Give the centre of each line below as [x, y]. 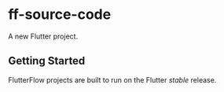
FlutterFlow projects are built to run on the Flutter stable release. [112, 79]
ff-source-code [60, 15]
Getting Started [47, 61]
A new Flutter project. [43, 36]
